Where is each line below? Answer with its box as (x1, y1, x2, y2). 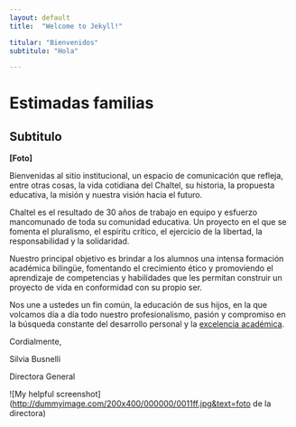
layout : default (9, 13, 70, 23)
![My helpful (9, 389, 54, 400)
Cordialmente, (9, 336, 62, 348)
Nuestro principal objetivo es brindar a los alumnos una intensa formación (9, 254, 284, 265)
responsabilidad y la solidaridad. (9, 236, 130, 246)
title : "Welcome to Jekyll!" (9, 22, 124, 31)
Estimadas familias (9, 93, 154, 114)
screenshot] (55, 389, 101, 400)
